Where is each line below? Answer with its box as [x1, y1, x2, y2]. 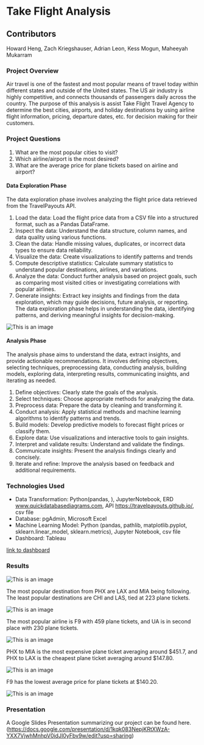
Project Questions [6, 134, 61, 143]
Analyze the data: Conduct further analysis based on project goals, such [15, 272, 197, 279]
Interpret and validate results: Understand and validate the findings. [15, 441, 185, 447]
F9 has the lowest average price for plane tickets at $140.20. [6, 678, 158, 685]
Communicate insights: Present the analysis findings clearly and [15, 447, 177, 454]
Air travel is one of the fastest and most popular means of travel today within [6, 81, 199, 88]
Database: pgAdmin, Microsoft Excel [15, 515, 107, 523]
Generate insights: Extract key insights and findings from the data [15, 292, 180, 299]
